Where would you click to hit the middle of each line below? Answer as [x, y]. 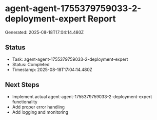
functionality [25, 102]
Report [102, 19]
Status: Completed [31, 64]
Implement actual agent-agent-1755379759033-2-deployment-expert [82, 96]
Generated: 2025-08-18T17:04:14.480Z [45, 32]
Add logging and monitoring [40, 112]
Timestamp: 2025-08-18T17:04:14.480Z [52, 69]
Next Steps [22, 85]
